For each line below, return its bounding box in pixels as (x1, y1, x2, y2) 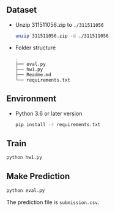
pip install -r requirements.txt (15, 121, 101, 127)
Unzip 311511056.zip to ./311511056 (15, 21, 104, 28)
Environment (6, 94, 57, 104)
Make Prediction (6, 171, 70, 182)
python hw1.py (6, 155, 43, 161)
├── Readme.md (15, 71, 51, 78)
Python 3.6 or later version (15, 110, 83, 117)
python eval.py (6, 187, 45, 194)
